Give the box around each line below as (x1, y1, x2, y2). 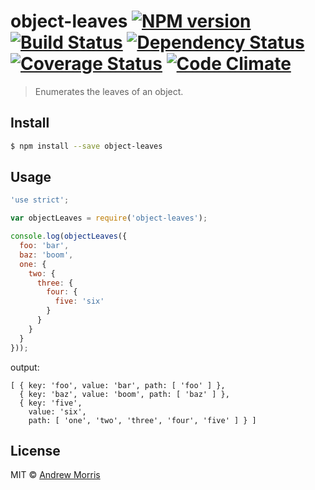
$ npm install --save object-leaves (10, 141, 163, 151)
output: (10, 361, 40, 373)
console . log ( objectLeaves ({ (10, 231, 128, 242)
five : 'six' (54, 296, 105, 307)
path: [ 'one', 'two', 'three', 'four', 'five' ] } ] (28, 415, 257, 425)
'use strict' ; (10, 195, 70, 205)
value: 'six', (28, 406, 87, 417)
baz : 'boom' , (19, 250, 74, 260)
